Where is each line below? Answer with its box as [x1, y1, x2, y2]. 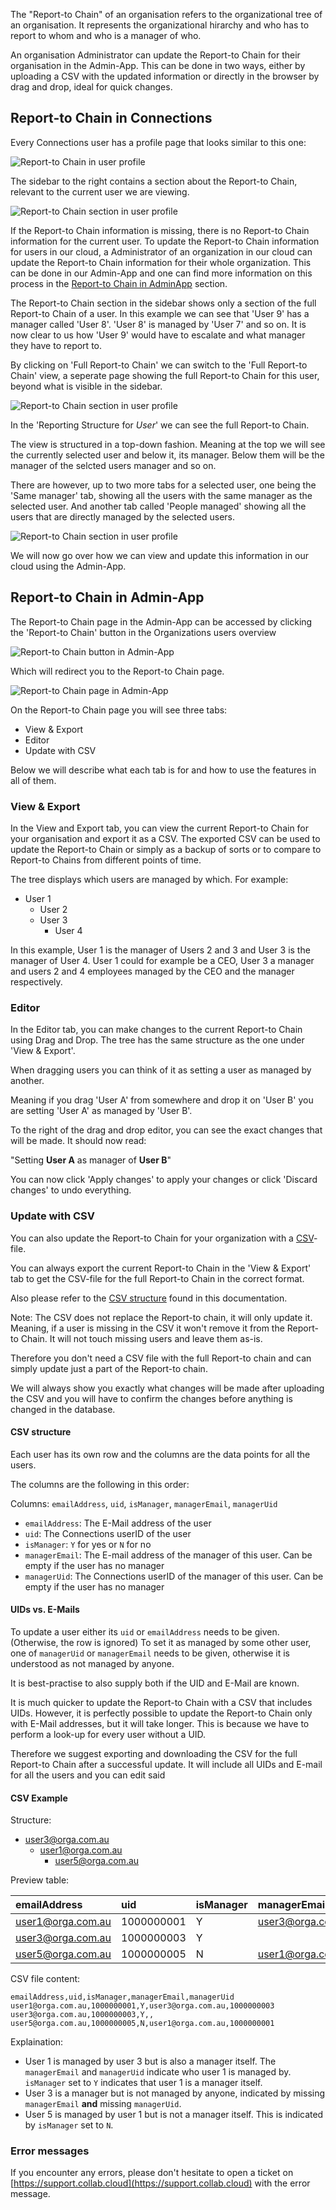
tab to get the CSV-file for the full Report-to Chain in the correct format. [10, 1272, 305, 1284]
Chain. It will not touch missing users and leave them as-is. [20, 1332, 263, 1344]
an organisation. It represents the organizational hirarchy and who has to [10, 19, 310, 31]
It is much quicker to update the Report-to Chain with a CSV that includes [10, 1696, 313, 1708]
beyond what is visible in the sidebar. [10, 380, 163, 392]
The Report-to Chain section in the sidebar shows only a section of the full [10, 297, 317, 309]
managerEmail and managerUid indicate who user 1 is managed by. [24, 2066, 292, 2078]
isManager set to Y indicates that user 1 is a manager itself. [24, 2077, 263, 2089]
